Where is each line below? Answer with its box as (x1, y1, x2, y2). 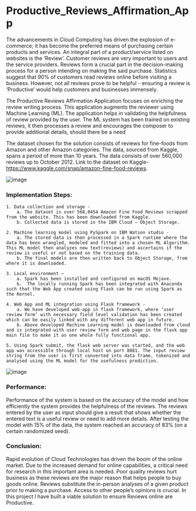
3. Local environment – (6, 271, 65, 277)
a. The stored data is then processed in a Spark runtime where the (16, 235, 188, 241)
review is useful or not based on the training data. (6, 251, 141, 256)
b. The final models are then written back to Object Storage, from (16, 255, 188, 262)
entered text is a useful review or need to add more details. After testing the (6, 415, 189, 422)
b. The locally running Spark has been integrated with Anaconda (16, 281, 183, 287)
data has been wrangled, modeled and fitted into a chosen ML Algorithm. (6, 240, 191, 246)
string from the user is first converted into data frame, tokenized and (6, 353, 191, 359)
